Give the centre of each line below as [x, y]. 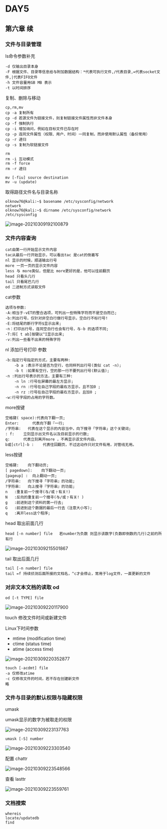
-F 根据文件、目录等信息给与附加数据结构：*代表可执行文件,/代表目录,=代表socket [81, 72]
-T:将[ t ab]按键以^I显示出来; [35, 334]
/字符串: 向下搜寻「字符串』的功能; [40, 481]
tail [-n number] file [29, 569]
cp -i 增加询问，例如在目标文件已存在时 [42, 129]
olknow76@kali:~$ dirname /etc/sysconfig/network [58, 210]
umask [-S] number [24, 739]
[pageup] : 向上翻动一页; [31, 476]
